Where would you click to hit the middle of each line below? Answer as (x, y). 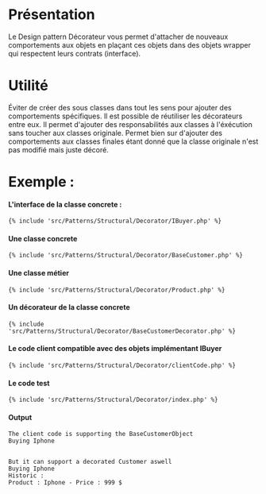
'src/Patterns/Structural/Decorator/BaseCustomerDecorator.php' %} (122, 331)
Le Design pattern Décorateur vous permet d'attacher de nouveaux (118, 37)
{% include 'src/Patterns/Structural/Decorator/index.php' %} (113, 400)
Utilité (29, 86)
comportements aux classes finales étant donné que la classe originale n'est (133, 141)
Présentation (52, 15)
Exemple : (41, 182)
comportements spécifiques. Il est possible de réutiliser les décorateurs (125, 116)
